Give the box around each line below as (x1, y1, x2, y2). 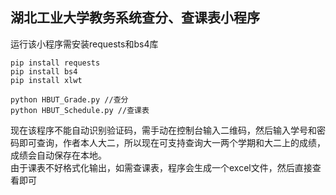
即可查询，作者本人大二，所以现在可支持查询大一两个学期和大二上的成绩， (18, 136, 326, 148)
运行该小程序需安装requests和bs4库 (10, 38, 159, 50)
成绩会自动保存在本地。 (10, 149, 107, 161)
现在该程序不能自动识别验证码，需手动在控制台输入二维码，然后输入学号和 (10, 124, 317, 136)
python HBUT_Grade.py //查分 (10, 94, 129, 105)
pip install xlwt (10, 75, 83, 85)
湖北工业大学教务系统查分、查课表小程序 (10, 9, 260, 27)
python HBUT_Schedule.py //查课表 (10, 105, 150, 115)
